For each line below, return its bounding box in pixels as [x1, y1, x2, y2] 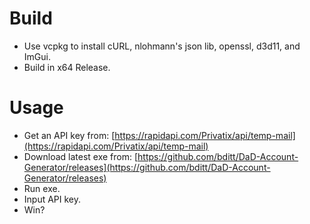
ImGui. [23, 50, 51, 62]
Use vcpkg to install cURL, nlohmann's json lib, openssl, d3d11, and [23, 40, 301, 52]
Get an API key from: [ [23, 129, 116, 141]
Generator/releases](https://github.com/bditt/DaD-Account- [23, 161, 271, 173]
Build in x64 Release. [23, 61, 111, 73]
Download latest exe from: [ [23, 150, 139, 162]
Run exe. [23, 182, 61, 194]
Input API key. [23, 193, 82, 205]
